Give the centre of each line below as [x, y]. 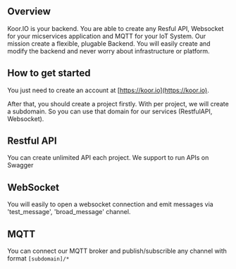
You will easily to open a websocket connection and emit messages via [110, 204]
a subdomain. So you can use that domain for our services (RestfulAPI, [110, 111]
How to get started [49, 73]
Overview [29, 12]
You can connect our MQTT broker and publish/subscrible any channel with [117, 251]
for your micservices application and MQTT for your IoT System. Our [107, 36]
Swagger [20, 165]
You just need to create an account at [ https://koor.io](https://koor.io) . [108, 90]
